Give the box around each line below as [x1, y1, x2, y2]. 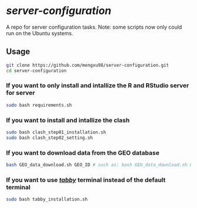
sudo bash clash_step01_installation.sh [6, 129, 107, 135]
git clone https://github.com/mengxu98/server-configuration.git [6, 62, 169, 68]
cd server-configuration [6, 67, 67, 74]
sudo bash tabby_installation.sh [6, 196, 88, 203]
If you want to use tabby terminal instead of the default [6, 176, 166, 184]
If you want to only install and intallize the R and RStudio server [6, 81, 189, 90]
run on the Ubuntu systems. [6, 29, 73, 36]
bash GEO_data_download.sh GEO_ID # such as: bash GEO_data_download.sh [6, 162, 188, 168]
